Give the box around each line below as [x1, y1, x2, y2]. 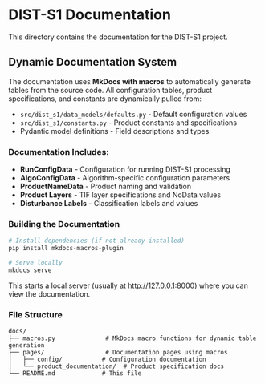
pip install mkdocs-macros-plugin [8, 245, 124, 253]
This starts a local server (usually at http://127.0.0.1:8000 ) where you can [8, 281, 249, 290]
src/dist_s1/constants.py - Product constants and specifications [19, 118, 238, 127]
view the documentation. [8, 289, 91, 298]
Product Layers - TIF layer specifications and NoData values [19, 190, 222, 200]
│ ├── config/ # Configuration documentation [8, 355, 206, 364]
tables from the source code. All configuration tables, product [8, 85, 213, 95]
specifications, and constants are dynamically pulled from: [8, 94, 202, 103]
